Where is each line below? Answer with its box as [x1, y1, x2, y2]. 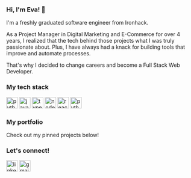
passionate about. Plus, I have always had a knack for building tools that [6, 43, 186, 51]
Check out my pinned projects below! [6, 131, 99, 138]
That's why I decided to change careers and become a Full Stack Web [6, 61, 181, 69]
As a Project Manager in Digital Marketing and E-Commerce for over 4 [6, 31, 181, 38]
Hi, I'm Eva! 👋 [6, 5, 46, 14]
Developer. [6, 68, 33, 75]
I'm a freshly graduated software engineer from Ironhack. [6, 19, 149, 26]
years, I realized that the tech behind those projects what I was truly [6, 37, 175, 44]
